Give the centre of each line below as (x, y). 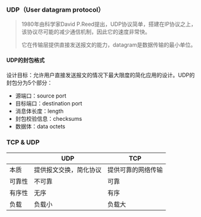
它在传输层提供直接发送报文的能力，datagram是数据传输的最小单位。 (108, 45)
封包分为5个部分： (30, 82)
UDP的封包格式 (25, 60)
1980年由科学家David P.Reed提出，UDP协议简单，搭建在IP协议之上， (109, 24)
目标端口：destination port (49, 103)
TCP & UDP (23, 142)
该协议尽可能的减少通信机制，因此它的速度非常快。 (86, 32)
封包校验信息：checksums (49, 118)
